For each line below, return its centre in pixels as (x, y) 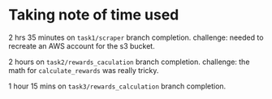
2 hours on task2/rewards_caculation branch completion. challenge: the (129, 62)
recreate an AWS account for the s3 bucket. (82, 45)
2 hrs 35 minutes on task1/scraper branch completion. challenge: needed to (136, 37)
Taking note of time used (94, 15)
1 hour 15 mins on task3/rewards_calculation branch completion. (117, 86)
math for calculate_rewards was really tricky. (84, 70)
